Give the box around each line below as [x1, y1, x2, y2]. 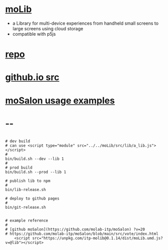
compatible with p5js [12, 31, 56, 37]
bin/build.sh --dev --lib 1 [5, 156, 64, 162]
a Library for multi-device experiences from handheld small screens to [12, 20, 159, 26]
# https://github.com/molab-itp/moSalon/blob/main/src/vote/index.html [5, 231, 158, 236]
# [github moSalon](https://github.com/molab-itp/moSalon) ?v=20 [5, 227, 145, 232]
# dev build [5, 139, 30, 144]
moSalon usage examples [5, 95, 115, 106]
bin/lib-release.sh [5, 187, 46, 193]
